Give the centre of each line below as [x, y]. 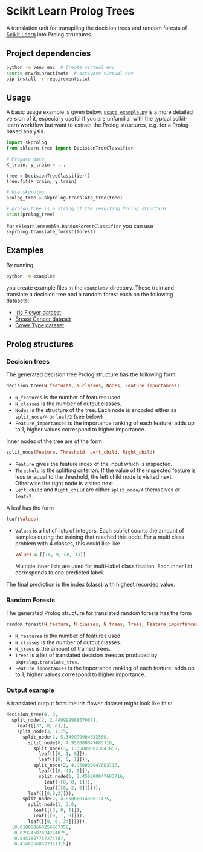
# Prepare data [25, 159]
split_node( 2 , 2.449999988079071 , [55, 720]
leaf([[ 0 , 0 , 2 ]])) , [51, 793]
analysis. [34, 131]
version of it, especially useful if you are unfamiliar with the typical [89, 119]
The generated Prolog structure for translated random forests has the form [99, 613]
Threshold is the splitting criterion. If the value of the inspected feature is [105, 470]
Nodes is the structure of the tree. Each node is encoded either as [96, 410]
